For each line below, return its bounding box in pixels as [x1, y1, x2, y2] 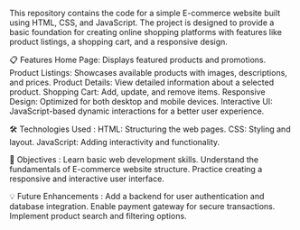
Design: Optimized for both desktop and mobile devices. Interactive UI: [9, 97, 273, 106]
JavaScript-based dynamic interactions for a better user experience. [9, 106, 265, 116]
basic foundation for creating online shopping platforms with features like [9, 27, 283, 37]
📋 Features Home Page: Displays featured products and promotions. [9, 54, 267, 65]
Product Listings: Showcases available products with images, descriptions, [9, 68, 287, 78]
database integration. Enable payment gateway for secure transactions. [9, 201, 276, 211]
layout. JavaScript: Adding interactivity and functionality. [9, 137, 220, 147]
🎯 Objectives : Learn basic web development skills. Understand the [9, 154, 259, 165]
